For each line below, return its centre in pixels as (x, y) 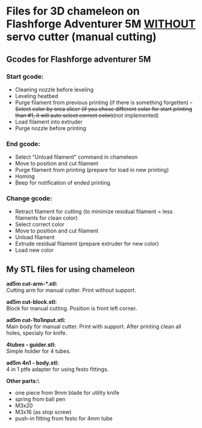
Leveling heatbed (36, 96)
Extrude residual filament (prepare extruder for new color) (87, 244)
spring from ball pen (40, 399)
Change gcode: (29, 199)
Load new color (34, 250)
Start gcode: (25, 76)
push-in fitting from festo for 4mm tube (64, 418)
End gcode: (23, 143)
